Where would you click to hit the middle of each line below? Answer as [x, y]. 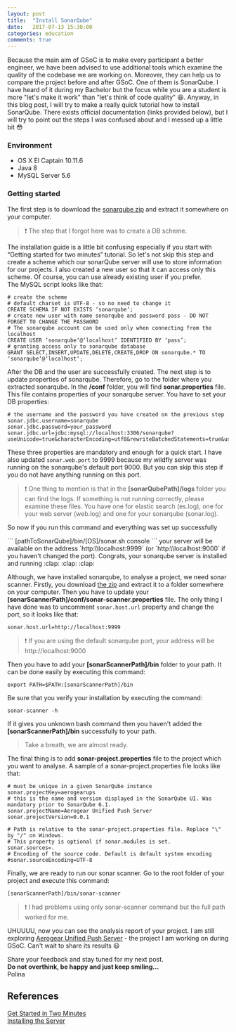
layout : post [26, 14]
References [33, 996]
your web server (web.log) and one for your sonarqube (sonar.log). [122, 513]
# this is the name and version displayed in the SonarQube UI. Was [110, 799]
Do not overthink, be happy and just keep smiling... [83, 967]
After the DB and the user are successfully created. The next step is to [109, 372]
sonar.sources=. [31, 848]
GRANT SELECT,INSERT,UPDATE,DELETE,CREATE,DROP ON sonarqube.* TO [106, 352]
